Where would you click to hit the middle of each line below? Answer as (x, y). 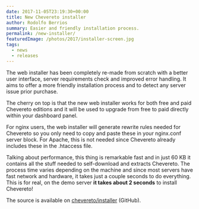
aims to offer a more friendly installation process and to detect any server (96, 85)
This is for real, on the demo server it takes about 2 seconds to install (91, 182)
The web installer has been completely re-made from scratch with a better (97, 72)
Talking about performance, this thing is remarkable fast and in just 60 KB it (99, 157)
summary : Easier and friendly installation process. (73, 28)
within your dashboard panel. (42, 115)
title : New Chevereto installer (46, 17)
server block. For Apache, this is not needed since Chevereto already (91, 139)
